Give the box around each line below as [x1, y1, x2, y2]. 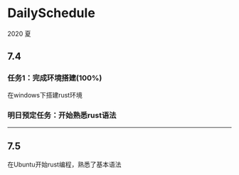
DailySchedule [7, 5, 96, 21]
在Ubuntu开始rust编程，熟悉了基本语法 [7, 160, 122, 169]
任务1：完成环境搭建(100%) [7, 73, 102, 83]
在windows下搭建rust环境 [7, 90, 83, 99]
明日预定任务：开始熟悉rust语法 [7, 110, 117, 120]
